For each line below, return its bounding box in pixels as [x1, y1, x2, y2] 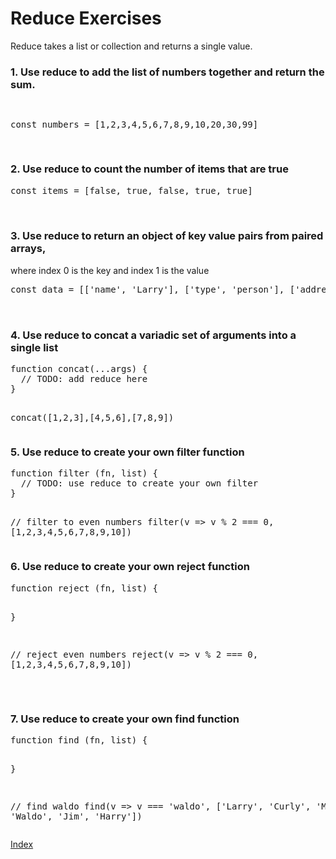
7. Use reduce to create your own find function [10, 712, 240, 726]
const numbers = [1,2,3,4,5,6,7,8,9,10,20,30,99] [10, 119, 259, 131]
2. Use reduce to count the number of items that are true [10, 162, 289, 176]
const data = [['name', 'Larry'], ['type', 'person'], [10, 283, 285, 295]
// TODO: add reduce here [20, 373, 148, 385]
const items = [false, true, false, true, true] [10, 185, 253, 196]
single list [10, 340, 59, 354]
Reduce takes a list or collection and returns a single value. [10, 40, 253, 52]
